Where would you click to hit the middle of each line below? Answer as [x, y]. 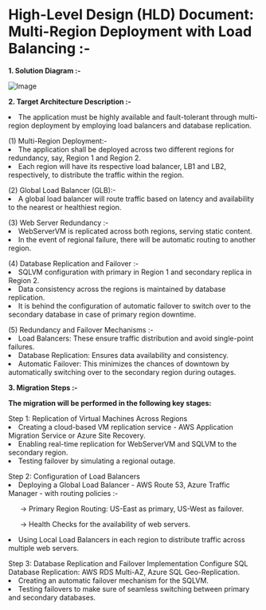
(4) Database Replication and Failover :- [74, 263]
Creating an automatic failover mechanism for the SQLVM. [114, 580]
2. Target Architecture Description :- [70, 101]
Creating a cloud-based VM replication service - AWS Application [126, 427]
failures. [22, 346]
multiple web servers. [44, 548]
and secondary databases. [52, 597]
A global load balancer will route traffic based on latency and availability [137, 199]
